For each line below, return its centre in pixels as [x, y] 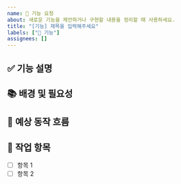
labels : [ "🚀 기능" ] [34, 32]
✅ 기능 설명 [30, 68]
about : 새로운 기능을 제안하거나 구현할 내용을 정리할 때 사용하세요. [91, 20]
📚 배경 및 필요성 [40, 93]
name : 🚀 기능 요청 [31, 13]
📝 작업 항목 [29, 147]
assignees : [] [27, 39]
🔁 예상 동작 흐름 [38, 122]
